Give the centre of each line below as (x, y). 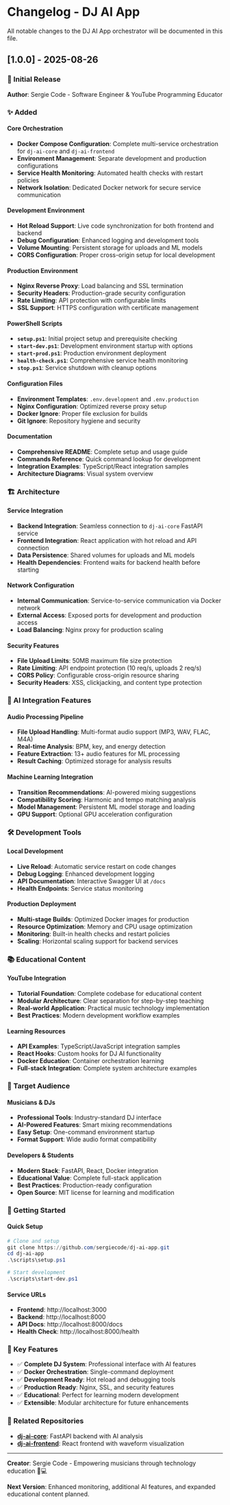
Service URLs (27, 1294)
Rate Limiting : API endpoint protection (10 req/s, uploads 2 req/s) (109, 668)
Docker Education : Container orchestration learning (90, 1061)
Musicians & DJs (31, 1102)
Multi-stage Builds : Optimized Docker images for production (103, 919)
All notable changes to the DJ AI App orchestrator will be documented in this (115, 31)
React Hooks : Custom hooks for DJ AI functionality (89, 1053)
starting (28, 570)
